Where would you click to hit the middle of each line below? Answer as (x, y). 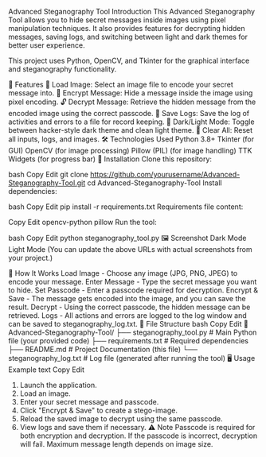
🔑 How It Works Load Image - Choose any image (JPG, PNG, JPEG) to (123, 273)
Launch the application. (58, 385)
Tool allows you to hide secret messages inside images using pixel (117, 20)
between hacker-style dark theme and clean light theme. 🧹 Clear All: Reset (131, 130)
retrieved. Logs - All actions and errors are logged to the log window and (127, 316)
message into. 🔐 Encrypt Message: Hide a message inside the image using (131, 93)
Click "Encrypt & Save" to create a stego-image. (98, 410)
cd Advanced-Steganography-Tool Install (155, 183)
